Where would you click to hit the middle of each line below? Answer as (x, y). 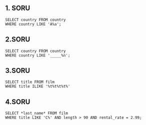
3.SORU (18, 71)
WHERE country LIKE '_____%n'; (38, 55)
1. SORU (18, 8)
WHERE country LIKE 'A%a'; (33, 24)
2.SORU (18, 39)
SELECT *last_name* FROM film (37, 113)
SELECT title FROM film (30, 82)
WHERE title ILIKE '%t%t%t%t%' (38, 86)
